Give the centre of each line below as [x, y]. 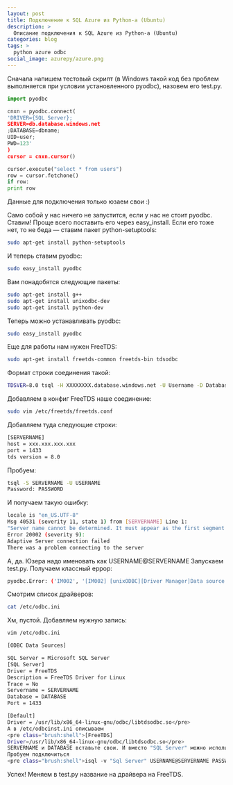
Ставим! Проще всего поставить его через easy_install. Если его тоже [111, 222]
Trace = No [23, 684]
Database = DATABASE [37, 697]
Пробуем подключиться [38, 754]
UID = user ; [21, 137]
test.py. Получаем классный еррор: [60, 568]
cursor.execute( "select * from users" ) [65, 169]
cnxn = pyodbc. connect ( [42, 111]
